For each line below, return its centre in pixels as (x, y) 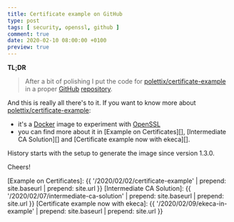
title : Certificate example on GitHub (65, 14)
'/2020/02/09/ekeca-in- (192, 203)
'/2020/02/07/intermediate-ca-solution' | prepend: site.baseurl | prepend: (116, 196)
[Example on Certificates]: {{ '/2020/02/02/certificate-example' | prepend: (117, 181)
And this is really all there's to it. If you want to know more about (102, 103)
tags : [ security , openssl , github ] (63, 27)
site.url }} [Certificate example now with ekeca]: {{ (81, 203)
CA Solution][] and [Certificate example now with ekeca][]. (104, 139)
